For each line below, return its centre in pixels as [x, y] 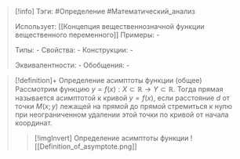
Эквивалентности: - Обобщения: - [72, 65]
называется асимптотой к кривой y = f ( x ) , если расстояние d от [122, 98]
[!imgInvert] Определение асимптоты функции [111, 138]
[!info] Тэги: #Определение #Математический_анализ [105, 11]
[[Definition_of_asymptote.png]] [86, 146]
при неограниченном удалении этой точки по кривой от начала [122, 114]
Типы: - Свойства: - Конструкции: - [74, 50]
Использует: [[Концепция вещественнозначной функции [109, 26]
